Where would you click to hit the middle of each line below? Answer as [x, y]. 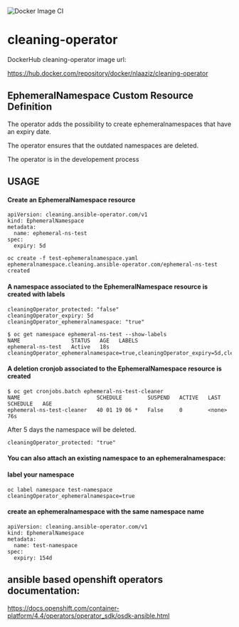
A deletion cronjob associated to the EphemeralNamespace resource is [115, 369]
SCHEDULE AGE [30, 404]
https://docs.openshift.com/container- [63, 608]
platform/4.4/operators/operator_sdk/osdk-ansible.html [89, 616]
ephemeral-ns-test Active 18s [59, 347]
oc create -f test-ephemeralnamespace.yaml [73, 259]
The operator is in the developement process [73, 159]
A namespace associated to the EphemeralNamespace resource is [108, 286]
